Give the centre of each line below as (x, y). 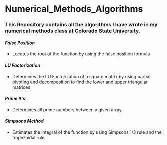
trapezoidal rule (28, 137)
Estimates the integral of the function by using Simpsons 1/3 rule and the (87, 132)
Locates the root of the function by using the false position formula (81, 54)
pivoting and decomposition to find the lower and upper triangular (80, 82)
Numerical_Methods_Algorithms (74, 9)
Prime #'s (15, 99)
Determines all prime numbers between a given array (67, 109)
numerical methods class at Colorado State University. (73, 31)
